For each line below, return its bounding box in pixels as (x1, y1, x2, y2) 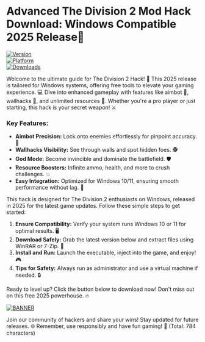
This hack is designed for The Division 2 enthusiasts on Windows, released (6, 196, 195, 203)
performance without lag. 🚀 (15, 184, 84, 191)
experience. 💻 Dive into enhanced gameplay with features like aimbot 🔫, (6, 88, 189, 96)
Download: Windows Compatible (6, 17, 177, 31)
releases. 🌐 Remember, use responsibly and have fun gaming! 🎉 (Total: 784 (6, 322, 196, 330)
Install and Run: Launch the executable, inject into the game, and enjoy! (15, 249, 196, 257)
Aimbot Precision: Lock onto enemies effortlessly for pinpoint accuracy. (15, 133, 197, 140)
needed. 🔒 (15, 271, 41, 279)
